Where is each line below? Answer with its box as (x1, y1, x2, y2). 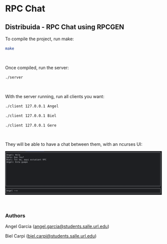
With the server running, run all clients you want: (5, 93, 104, 99)
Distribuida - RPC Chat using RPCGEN (5, 23, 124, 31)
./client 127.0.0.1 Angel (5, 104, 59, 109)
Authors (5, 212, 26, 219)
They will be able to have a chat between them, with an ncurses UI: (5, 141, 143, 147)
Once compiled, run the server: (5, 64, 69, 70)
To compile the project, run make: (5, 36, 74, 42)
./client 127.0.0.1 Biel (5, 113, 57, 118)
